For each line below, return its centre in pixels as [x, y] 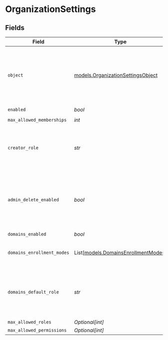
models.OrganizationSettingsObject [116, 75]
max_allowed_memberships [37, 120]
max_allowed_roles [29, 322]
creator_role [23, 148]
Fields [15, 28]
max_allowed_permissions [37, 330]
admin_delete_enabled [33, 200]
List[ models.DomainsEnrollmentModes [119, 253]
